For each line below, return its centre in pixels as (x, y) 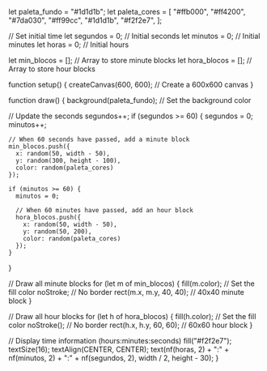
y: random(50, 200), (57, 232)
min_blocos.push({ (39, 147)
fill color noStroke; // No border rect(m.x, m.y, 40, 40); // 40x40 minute (127, 292)
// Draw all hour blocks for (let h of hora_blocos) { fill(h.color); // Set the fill (132, 316)
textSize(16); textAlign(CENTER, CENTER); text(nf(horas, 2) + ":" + (119, 349)
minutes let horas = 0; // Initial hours (69, 45)
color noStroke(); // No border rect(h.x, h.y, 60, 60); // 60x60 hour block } (131, 325)
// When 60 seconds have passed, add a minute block (99, 139)
